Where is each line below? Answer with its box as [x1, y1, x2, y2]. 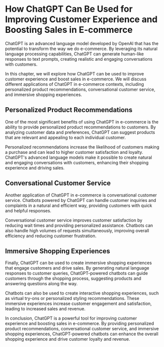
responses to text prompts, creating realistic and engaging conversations [5, 56, 153, 62]
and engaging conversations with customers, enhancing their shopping [5, 159, 149, 165]
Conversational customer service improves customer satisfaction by [5, 217, 143, 223]
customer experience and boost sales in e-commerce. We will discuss [5, 76, 147, 82]
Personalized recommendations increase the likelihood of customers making [5, 144, 160, 150]
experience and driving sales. [5, 165, 65, 171]
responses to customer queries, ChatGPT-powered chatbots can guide [5, 271, 148, 276]
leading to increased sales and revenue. [5, 306, 86, 312]
